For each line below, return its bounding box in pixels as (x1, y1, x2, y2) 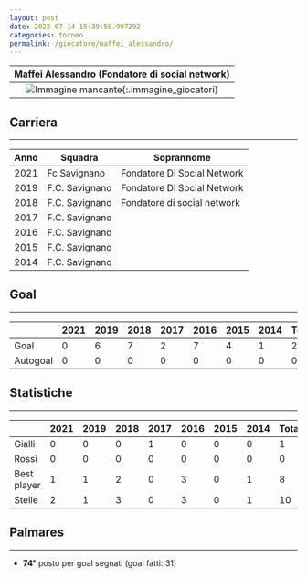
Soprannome (153, 152, 212, 165)
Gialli (14, 437, 36, 450)
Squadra (60, 152, 99, 165)
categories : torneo (9, 30, 84, 39)
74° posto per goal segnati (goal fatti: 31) (22, 557, 177, 568)
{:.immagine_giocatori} (122, 83, 219, 96)
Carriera (9, 114, 58, 130)
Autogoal (14, 354, 53, 367)
